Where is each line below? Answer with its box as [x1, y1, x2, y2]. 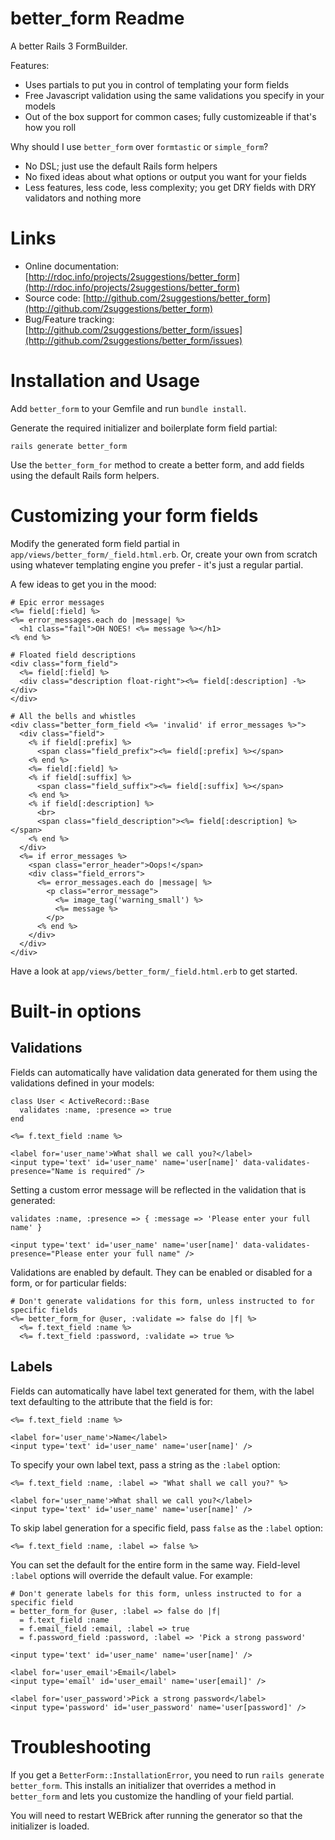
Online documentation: [24, 260, 120, 272]
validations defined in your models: [10, 1077, 155, 1089]
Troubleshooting [10, 1735, 152, 1758]
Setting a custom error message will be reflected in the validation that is [10, 1183, 307, 1196]
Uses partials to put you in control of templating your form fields [24, 78, 290, 91]
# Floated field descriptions [10, 650, 137, 660]
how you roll [24, 121, 77, 133]
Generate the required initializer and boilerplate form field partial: [10, 422, 278, 434]
